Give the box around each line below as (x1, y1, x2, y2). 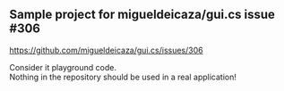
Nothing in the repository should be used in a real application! (9, 71, 237, 82)
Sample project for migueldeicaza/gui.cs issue (9, 7, 276, 22)
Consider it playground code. (9, 62, 116, 72)
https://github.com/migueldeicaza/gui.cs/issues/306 (9, 45, 203, 55)
